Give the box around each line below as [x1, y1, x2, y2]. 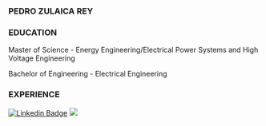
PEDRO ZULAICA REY [8, 6, 94, 17]
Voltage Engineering [8, 53, 76, 63]
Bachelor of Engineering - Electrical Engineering [8, 69, 167, 79]
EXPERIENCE [8, 89, 60, 100]
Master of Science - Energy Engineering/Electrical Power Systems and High [8, 45, 259, 55]
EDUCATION [8, 26, 58, 37]
